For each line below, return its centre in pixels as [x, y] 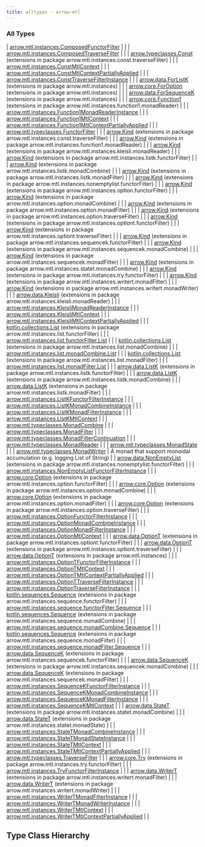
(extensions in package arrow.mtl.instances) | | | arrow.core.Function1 [94, 99]
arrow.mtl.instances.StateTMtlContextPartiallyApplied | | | [78, 751]
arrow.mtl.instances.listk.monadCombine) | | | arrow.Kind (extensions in [96, 171]
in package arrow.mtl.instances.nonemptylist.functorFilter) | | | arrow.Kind [99, 184]
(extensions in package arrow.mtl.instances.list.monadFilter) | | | [87, 360]
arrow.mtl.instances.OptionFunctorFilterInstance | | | [72, 516]
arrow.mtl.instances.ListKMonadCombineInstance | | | [74, 405]
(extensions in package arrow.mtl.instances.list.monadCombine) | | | [92, 347]
